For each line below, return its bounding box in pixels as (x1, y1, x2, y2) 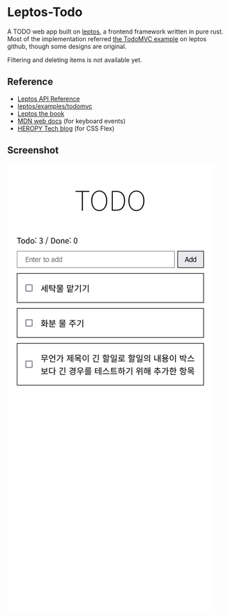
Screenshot (7, 145, 59, 156)
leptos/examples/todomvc (17, 102, 93, 110)
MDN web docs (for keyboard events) (17, 117, 126, 125)
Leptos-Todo (7, 4, 83, 20)
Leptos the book (17, 109, 65, 117)
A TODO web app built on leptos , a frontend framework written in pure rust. (7, 27, 224, 36)
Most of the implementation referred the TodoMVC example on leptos (7, 34, 207, 43)
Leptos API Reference (17, 94, 80, 103)
